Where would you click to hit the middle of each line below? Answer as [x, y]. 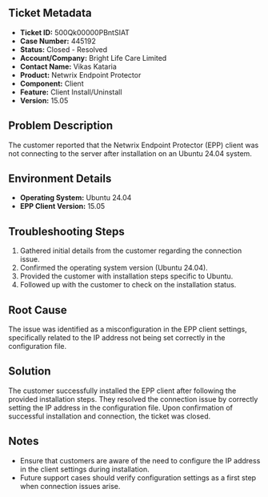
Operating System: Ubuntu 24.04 [76, 198]
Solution [30, 371]
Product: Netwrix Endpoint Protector [80, 74]
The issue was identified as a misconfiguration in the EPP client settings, [128, 329]
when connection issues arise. [70, 486]
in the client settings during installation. [84, 469]
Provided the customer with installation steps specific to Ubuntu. [126, 276]
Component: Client [52, 83]
